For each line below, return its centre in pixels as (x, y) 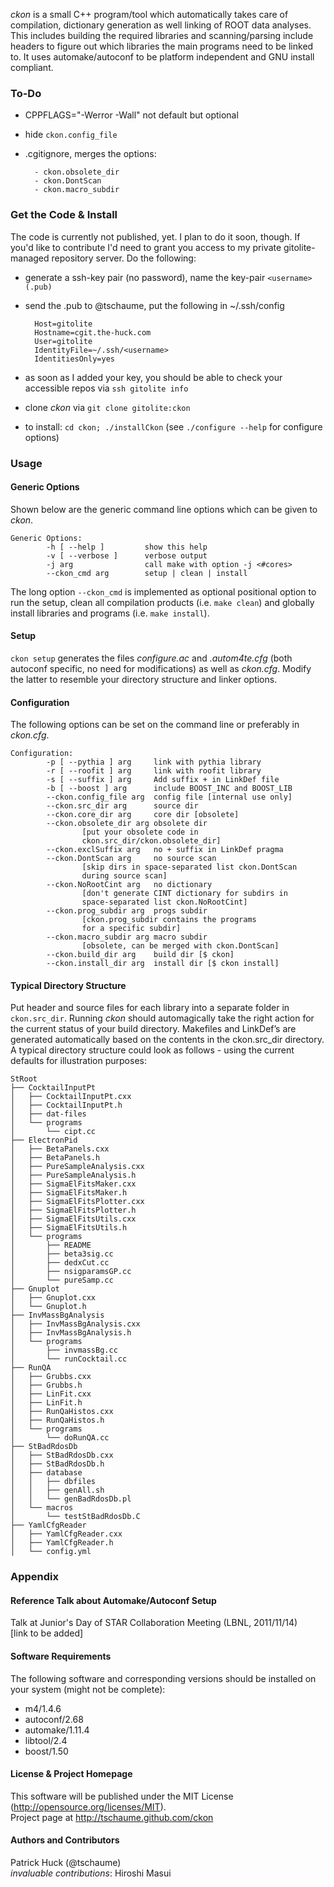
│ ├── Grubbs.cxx (51, 1377)
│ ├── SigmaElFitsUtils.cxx (73, 1219)
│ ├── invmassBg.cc (64, 1350)
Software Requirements (61, 1656)
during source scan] (124, 876)
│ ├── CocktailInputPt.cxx (71, 1097)
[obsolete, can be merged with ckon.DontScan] (180, 946)
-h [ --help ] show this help (127, 547)
